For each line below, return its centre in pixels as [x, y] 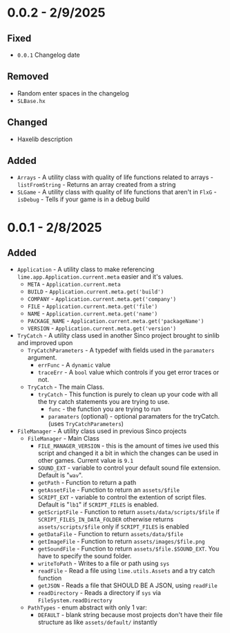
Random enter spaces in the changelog [73, 93]
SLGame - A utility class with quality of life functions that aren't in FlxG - [117, 192]
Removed [28, 76]
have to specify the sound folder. [85, 556]
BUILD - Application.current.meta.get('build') [96, 291]
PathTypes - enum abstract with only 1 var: [87, 607]
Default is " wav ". [60, 475]
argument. [42, 358]
